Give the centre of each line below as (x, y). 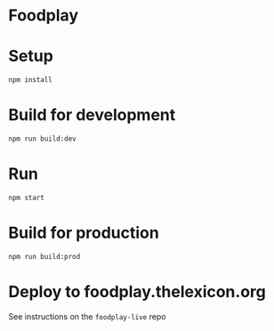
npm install (30, 80)
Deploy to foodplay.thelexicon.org (137, 292)
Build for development (92, 115)
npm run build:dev (42, 139)
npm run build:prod (44, 256)
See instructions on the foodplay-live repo (87, 316)
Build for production (84, 233)
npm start (27, 198)
